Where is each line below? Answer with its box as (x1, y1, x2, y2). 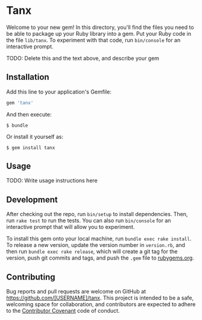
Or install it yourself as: (6, 133, 63, 140)
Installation (6, 72, 49, 82)
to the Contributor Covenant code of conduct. (6, 307, 120, 315)
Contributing (6, 272, 55, 282)
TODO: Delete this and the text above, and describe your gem (6, 54, 160, 62)
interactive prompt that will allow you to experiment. (6, 223, 135, 231)
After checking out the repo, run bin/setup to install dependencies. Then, (6, 211, 188, 218)
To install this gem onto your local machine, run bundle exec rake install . (6, 235, 192, 242)
